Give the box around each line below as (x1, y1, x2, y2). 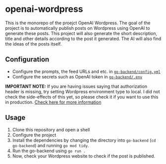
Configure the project (12, 132, 56, 138)
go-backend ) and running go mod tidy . (12, 142, 89, 148)
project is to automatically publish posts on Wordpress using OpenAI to (5, 25, 150, 31)
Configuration (5, 55, 50, 64)
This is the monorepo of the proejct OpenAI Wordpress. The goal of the (5, 20, 151, 26)
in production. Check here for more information (5, 99, 102, 105)
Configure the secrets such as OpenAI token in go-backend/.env (12, 73, 143, 80)
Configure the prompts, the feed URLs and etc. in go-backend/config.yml (12, 68, 161, 74)
